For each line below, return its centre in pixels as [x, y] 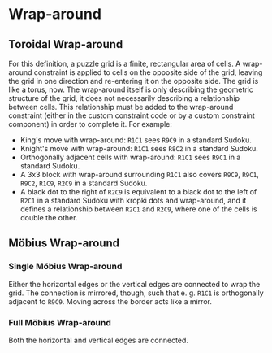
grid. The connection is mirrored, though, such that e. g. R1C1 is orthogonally [136, 293]
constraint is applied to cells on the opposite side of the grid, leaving [148, 72]
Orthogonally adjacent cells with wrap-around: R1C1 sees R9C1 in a [130, 157]
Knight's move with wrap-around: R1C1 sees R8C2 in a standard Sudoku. [139, 148]
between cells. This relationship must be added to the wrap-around [121, 107]
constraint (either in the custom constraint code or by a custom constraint [132, 115]
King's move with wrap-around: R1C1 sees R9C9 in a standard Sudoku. [136, 140]
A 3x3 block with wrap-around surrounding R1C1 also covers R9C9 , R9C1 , [140, 174]
